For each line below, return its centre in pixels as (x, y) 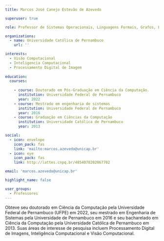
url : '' (21, 45)
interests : (16, 54)
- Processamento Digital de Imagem (46, 67)
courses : (18, 81)
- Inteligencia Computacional (40, 63)
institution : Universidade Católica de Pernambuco (71, 122)
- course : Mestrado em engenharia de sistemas (62, 104)
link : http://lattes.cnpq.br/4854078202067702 (62, 162)
